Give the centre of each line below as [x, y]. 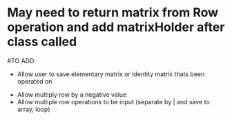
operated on [35, 81]
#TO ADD [21, 60]
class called [42, 42]
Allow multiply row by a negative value [72, 95]
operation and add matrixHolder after [116, 27]
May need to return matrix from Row [113, 13]
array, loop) [33, 109]
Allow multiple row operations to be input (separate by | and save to [114, 101]
